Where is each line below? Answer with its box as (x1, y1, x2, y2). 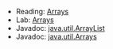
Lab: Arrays (15, 15, 54, 24)
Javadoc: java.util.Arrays (15, 32, 97, 41)
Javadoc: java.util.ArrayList (15, 24, 105, 32)
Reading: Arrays (15, 7, 69, 16)
